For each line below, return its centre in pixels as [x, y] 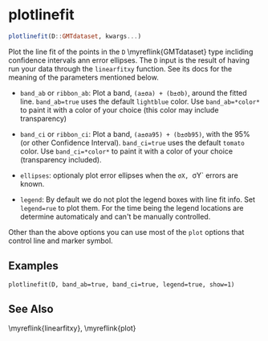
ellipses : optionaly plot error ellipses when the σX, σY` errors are [129, 175]
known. [32, 183]
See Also [31, 309]
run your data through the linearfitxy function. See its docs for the [120, 68]
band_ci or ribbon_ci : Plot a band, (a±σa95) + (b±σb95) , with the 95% [135, 134]
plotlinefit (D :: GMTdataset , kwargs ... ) [75, 36]
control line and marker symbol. [61, 240]
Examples [33, 266]
